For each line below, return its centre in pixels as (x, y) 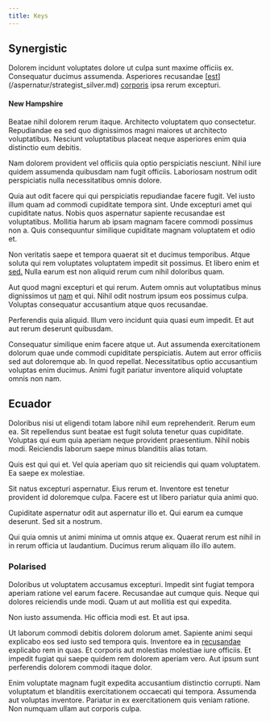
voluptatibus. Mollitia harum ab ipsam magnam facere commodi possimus (131, 221)
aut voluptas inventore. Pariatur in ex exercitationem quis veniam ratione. (129, 700)
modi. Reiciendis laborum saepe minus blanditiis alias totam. (108, 449)
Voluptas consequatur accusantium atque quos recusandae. (108, 304)
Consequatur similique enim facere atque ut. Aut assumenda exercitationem (134, 344)
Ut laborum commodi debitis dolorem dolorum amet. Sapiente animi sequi (131, 633)
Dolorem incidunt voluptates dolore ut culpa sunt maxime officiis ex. (121, 68)
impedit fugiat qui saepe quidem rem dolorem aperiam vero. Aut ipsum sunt (134, 658)
